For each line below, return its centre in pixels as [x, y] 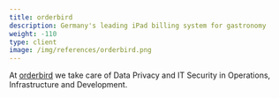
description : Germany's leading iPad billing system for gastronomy [138, 26]
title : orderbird [41, 17]
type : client [33, 42]
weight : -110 [33, 34]
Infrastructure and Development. [68, 85]
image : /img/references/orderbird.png [80, 50]
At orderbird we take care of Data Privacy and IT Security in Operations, [140, 75]
